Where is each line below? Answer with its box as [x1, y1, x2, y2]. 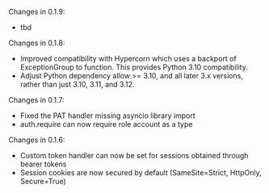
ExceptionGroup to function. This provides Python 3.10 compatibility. [19, 62, 248, 72]
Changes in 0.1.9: [8, 7, 65, 16]
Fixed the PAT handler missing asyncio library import [19, 111, 195, 120]
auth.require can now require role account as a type [19, 120, 193, 128]
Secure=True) [19, 177, 66, 186]
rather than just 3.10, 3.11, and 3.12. [19, 80, 135, 89]
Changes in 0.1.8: [8, 38, 65, 48]
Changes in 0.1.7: [8, 95, 65, 104]
